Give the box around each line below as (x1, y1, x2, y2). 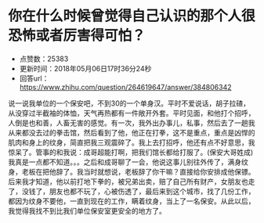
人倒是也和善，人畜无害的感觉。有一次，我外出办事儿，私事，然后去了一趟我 (8, 118, 255, 128)
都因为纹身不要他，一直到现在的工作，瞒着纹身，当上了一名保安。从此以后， (8, 196, 255, 206)
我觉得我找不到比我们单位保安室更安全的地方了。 (8, 206, 166, 215)
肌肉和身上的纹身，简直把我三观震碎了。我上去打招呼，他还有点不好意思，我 (8, 138, 255, 147)
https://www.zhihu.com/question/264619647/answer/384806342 (19, 82, 232, 92)
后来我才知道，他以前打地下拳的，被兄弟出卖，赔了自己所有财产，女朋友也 (8, 177, 248, 186)
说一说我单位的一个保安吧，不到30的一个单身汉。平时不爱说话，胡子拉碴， (8, 99, 251, 108)
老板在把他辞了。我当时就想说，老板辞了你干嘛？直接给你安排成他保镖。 (21, 167, 255, 176)
